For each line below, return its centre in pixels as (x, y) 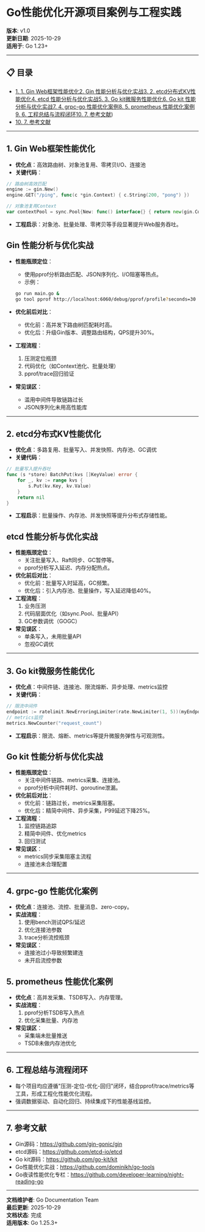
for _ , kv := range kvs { (50, 480)
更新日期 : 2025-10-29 (34, 38)
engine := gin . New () (33, 189)
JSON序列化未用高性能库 (56, 407)
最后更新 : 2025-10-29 (34, 1207)
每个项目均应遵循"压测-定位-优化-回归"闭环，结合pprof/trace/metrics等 (105, 1086)
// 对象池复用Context (31, 206)
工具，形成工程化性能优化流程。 (55, 1093)
